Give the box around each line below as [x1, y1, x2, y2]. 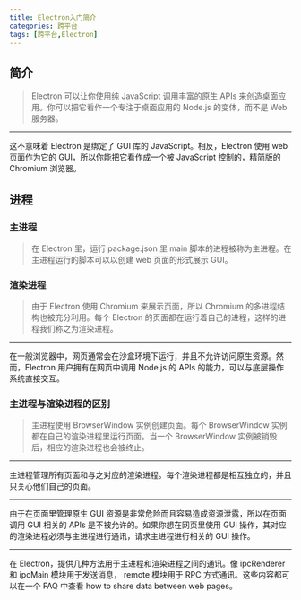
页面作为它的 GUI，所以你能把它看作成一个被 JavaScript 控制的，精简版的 [9, 152, 281, 162]
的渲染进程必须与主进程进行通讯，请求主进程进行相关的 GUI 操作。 [9, 531, 255, 542]
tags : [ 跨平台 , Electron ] [9, 30, 99, 39]
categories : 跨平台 [9, 22, 78, 30]
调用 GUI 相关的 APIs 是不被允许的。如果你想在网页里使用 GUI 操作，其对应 [9, 519, 287, 530]
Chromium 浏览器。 [9, 163, 82, 174]
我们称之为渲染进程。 [39, 324, 118, 335]
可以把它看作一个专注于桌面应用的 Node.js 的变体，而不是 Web [55, 102, 288, 113]
